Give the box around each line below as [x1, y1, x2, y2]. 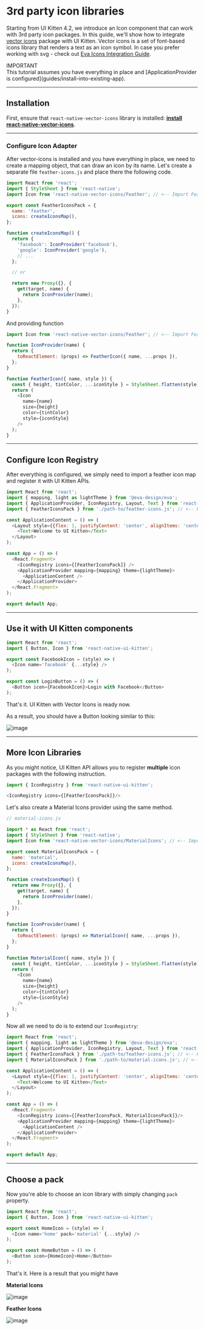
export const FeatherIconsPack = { [6, 202, 97, 208]
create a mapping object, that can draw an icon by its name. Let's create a [6, 162, 192, 169]
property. [6, 1196, 30, 1204]
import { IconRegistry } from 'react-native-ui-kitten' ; [6, 782, 154, 788]
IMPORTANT [6, 62, 38, 69]
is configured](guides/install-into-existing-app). [6, 75, 126, 82]
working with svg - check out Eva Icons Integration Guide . [6, 50, 152, 57]
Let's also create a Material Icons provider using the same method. [6, 803, 174, 811]
